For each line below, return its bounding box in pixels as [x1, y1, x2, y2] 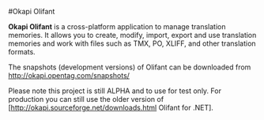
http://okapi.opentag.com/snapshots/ [8, 71, 130, 80]
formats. [8, 47, 36, 56]
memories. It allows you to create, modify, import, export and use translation [8, 31, 257, 39]
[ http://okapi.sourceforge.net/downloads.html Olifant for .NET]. [8, 103, 213, 112]
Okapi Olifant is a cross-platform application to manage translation [8, 22, 226, 31]
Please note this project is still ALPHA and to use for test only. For [8, 86, 221, 96]
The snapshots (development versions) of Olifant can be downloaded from [8, 62, 251, 72]
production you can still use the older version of [8, 95, 164, 103]
